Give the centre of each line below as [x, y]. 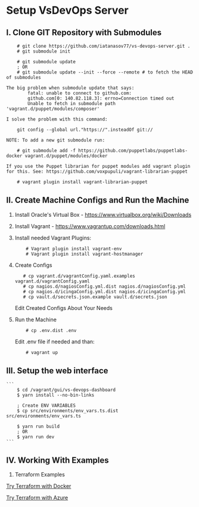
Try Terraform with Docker [39, 486]
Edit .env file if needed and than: [55, 342]
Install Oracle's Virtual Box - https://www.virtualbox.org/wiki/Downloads [103, 214]
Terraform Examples [40, 475]
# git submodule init [43, 51]
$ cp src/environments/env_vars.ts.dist [68, 411]
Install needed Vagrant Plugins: [53, 238]
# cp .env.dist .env [51, 330]
